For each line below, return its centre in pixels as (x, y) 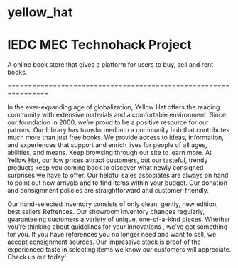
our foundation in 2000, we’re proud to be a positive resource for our (108, 122)
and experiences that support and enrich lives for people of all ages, (107, 145)
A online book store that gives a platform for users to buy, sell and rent (110, 65)
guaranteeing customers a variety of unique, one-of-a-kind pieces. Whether (119, 219)
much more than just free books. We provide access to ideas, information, (115, 138)
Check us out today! (37, 257)
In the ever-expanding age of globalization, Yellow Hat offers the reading (114, 107)
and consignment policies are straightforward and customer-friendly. (108, 191)
